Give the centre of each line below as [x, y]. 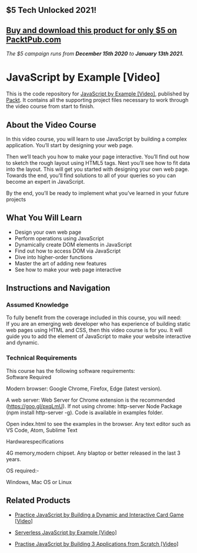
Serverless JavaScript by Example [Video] [66, 532]
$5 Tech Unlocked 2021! [51, 10]
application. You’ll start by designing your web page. [70, 145]
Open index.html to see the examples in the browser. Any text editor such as [98, 423]
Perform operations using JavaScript [59, 238]
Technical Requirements [42, 358]
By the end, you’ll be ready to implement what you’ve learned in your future [98, 193]
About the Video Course [51, 125]
